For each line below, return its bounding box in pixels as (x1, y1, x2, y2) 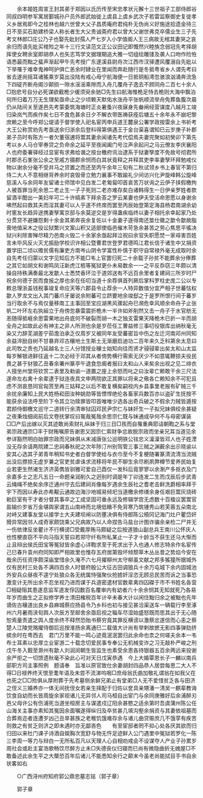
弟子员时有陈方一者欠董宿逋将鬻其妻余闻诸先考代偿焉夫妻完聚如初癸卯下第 (6, 133, 192, 141)
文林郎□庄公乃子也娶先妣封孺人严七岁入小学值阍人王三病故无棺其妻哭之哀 (11, 36, 196, 42)
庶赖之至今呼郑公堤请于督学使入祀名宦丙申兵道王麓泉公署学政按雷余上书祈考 (6, 118, 197, 126)
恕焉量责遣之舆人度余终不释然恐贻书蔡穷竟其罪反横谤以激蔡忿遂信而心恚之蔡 (6, 616, 197, 624)
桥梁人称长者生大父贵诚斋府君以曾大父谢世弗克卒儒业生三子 (43, 28, 192, 35)
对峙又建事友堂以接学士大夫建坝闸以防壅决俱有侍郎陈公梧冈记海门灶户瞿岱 (6, 511, 192, 518)
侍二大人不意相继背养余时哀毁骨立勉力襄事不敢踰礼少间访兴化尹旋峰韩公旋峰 (6, 171, 197, 178)
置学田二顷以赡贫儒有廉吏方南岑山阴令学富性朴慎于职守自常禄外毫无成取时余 (6, 247, 197, 254)
